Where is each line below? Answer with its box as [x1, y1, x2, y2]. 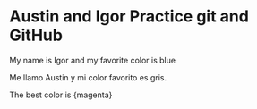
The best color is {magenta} [9, 89, 113, 100]
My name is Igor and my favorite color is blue [9, 54, 176, 65]
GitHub [9, 25, 63, 46]
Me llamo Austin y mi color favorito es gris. [9, 71, 167, 82]
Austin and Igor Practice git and [9, 6, 249, 27]
